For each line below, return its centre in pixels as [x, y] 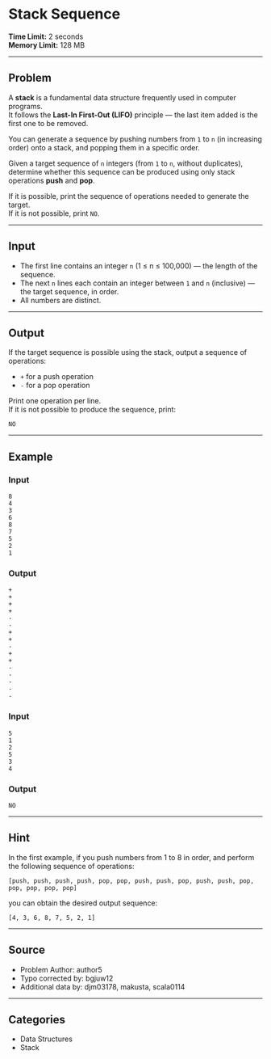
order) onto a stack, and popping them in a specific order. [104, 147]
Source [27, 950]
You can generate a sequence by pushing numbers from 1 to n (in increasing [135, 139]
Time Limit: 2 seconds [46, 36]
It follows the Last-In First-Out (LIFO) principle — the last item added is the [133, 115]
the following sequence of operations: [71, 866]
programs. [25, 106]
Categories [37, 1019]
